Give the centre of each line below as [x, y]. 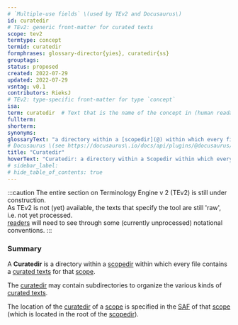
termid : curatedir [34, 47]
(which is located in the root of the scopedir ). [73, 314]
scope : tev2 [25, 34]
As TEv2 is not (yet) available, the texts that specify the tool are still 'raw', [114, 207]
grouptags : [23, 60]
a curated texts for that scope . [51, 271]
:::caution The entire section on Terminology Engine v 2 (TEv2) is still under [117, 192]
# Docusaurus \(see [36, 146]
